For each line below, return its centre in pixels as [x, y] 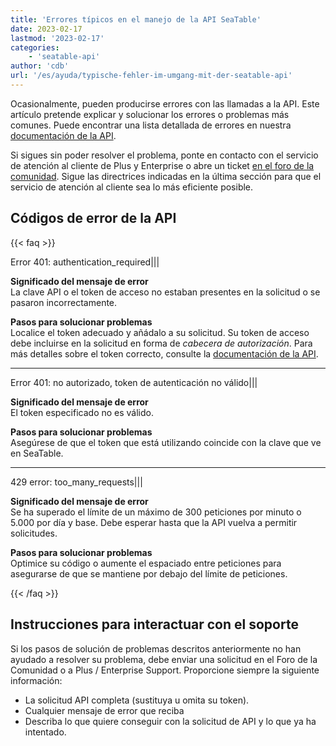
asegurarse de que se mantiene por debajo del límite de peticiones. [149, 573]
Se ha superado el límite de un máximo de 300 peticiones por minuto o [156, 512]
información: [36, 680]
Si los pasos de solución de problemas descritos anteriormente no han [156, 648]
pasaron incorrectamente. [64, 302]
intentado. [45, 732]
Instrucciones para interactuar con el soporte [154, 624]
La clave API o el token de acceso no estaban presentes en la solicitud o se [165, 292]
